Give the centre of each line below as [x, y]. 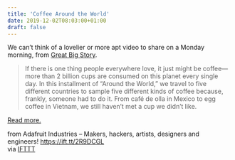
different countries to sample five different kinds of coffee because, [124, 91]
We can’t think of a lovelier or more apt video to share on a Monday [106, 48]
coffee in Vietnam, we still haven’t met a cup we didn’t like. [111, 107]
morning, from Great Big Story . [52, 55]
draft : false [27, 27]
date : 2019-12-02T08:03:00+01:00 [57, 21]
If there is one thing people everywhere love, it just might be [113, 69]
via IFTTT [21, 149]
